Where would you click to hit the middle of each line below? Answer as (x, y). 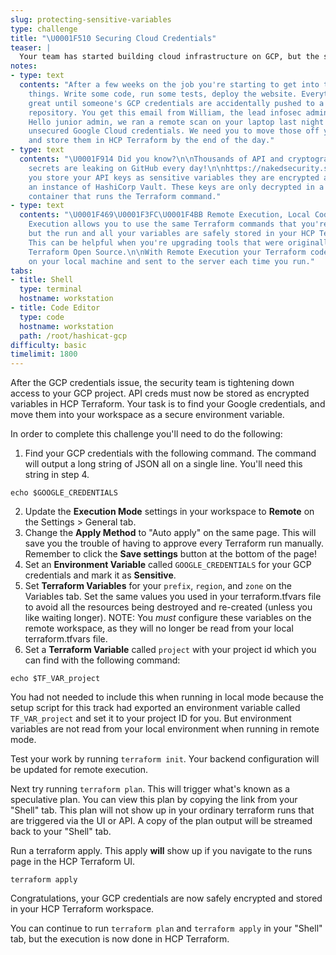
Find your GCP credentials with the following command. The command (170, 453)
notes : (24, 66)
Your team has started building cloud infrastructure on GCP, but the (169, 57)
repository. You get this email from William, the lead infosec (165, 112)
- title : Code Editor (55, 308)
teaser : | (31, 47)
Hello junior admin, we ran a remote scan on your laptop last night (176, 122)
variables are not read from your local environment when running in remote (165, 729)
